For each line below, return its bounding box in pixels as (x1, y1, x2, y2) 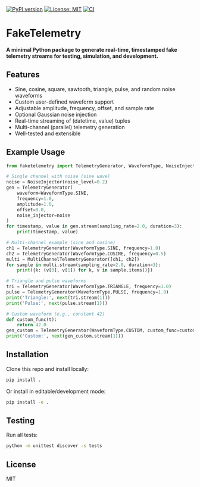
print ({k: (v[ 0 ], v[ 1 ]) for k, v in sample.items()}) (17, 267, 153, 273)
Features (6, 70, 40, 80)
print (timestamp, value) (17, 229, 79, 235)
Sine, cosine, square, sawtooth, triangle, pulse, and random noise (14, 85, 176, 92)
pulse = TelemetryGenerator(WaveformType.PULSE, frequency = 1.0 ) (6, 289, 169, 295)
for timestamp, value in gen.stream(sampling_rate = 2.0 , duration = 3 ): (6, 223, 183, 229)
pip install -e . (6, 399, 49, 405)
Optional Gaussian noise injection (14, 111, 97, 118)
